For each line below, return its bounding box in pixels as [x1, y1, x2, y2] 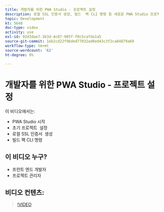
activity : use [5, 30, 34, 35]
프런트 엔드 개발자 [12, 167, 46, 173]
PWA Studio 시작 [12, 119, 45, 125]
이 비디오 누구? [5, 153, 47, 161]
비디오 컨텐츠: [5, 188, 44, 196]
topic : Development [5, 16, 45, 21]
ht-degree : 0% [5, 52, 34, 58]
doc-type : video [5, 25, 38, 30]
